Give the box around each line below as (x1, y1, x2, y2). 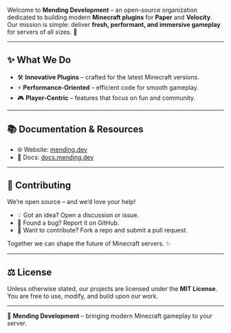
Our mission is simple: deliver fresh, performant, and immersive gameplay (7, 21, 221, 28)
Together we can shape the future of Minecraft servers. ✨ (7, 239, 171, 248)
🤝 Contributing (7, 179, 71, 192)
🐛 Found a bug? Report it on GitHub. (16, 219, 120, 227)
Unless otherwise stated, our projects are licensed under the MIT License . (7, 285, 218, 293)
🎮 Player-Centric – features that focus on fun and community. (16, 93, 196, 102)
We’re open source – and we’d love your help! (7, 198, 136, 206)
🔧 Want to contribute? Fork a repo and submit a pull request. (16, 226, 188, 234)
